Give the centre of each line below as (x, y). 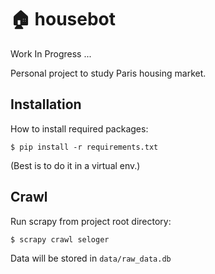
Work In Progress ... (51, 53)
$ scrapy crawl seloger (60, 239)
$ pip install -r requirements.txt (84, 147)
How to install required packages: (79, 128)
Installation (46, 104)
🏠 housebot (63, 19)
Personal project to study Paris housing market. (108, 73)
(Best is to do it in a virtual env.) (75, 165)
